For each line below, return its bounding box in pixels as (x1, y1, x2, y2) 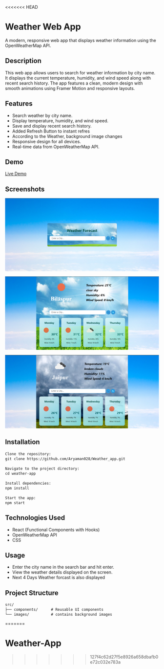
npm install (5, 486, 29, 491)
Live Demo (5, 171, 27, 177)
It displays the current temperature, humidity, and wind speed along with (5, 75, 151, 81)
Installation (5, 438, 40, 446)
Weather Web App (5, 22, 82, 32)
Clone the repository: (5, 451, 51, 456)
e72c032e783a (90, 659, 121, 665)
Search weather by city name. (12, 112, 73, 118)
